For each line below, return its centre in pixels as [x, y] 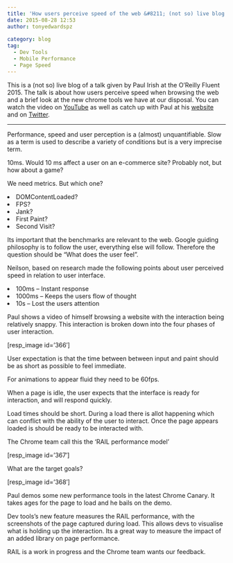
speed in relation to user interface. [57, 275]
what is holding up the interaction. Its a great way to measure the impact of [114, 530]
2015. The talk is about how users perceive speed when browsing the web [113, 92]
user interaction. [31, 331]
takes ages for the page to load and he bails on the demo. [89, 503]
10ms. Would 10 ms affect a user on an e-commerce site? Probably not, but [114, 162]
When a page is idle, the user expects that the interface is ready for [103, 392]
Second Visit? [36, 226]
